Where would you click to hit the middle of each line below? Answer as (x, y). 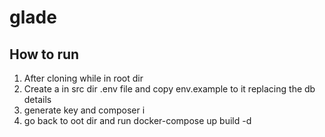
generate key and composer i (84, 110)
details (37, 99)
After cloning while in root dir (83, 78)
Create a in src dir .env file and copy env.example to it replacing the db (169, 89)
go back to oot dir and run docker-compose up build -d (137, 120)
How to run (44, 54)
